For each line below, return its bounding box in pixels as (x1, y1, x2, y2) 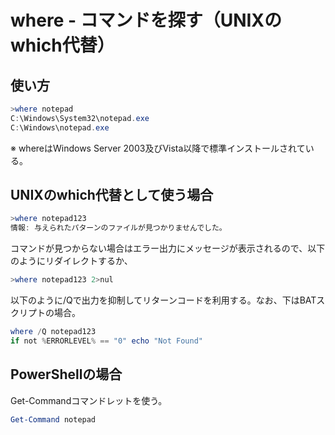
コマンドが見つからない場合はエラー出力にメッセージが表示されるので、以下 (10, 242, 326, 255)
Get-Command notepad (10, 414, 97, 425)
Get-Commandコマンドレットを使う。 (10, 394, 168, 406)
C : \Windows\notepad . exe (10, 122, 110, 133)
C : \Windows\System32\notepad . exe (10, 113, 150, 123)
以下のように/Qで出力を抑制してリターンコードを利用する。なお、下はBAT (10, 294, 317, 306)
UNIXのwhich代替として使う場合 (10, 187, 214, 204)
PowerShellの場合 (10, 366, 123, 383)
